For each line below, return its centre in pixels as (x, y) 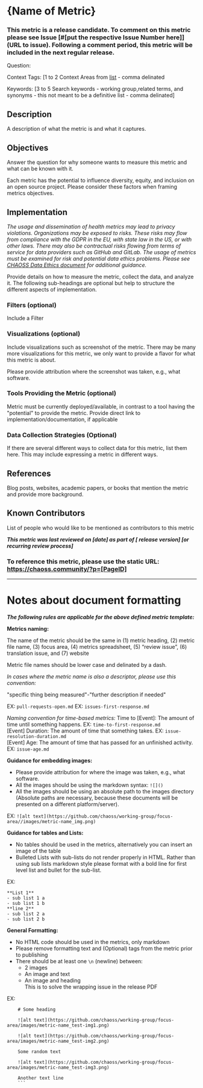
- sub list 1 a (26, 898)
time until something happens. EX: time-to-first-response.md (84, 724)
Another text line (41, 1078)
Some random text (39, 1052)
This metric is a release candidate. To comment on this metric (99, 30)
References (29, 473)
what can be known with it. (40, 169)
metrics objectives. (30, 193)
